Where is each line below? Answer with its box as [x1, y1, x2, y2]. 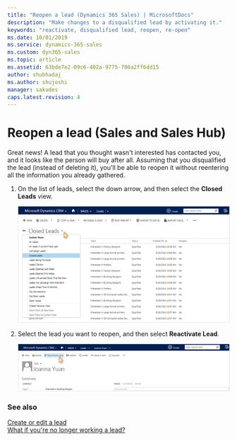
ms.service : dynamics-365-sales [7, 41, 102, 49]
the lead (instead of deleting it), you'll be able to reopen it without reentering [7, 164, 229, 172]
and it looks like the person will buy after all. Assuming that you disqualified [7, 156, 226, 164]
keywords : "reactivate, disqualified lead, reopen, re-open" [7, 26, 191, 33]
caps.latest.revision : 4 [7, 93, 80, 101]
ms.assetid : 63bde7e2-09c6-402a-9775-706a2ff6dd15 [7, 64, 159, 71]
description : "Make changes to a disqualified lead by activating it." [7, 18, 222, 26]
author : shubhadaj [7, 71, 61, 78]
